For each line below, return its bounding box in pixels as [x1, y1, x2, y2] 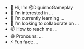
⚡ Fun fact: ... [10, 39, 38, 45]
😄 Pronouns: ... [10, 33, 43, 39]
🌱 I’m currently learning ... [10, 15, 65, 21]
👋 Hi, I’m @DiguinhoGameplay [10, 5, 73, 10]
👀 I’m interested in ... [10, 10, 53, 16]
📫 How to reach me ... [10, 26, 58, 32]
